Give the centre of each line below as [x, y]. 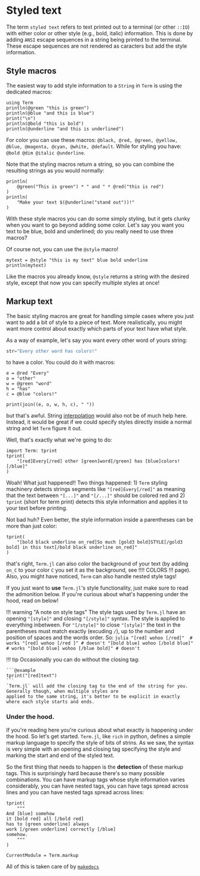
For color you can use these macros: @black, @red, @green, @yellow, [92, 140]
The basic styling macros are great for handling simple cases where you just [100, 316]
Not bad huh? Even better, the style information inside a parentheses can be [100, 520]
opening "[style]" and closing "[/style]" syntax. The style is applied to [96, 619]
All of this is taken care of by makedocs [53, 866]
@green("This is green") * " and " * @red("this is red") [90, 186]
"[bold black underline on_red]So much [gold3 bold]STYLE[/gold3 [100, 542]
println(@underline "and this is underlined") [65, 129]
